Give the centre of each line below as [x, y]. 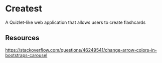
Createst [24, 9]
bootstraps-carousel [26, 55]
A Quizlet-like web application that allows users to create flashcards [75, 22]
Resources [22, 38]
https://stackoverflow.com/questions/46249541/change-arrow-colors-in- [81, 50]
